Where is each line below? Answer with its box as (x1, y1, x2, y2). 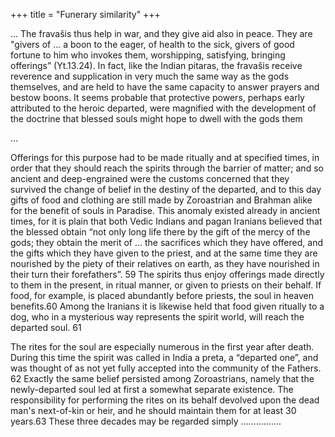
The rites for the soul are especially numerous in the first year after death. (10, 341, 315, 353)
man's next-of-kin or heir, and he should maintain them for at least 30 (10, 405, 297, 416)
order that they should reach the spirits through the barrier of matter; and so (10, 162, 324, 174)
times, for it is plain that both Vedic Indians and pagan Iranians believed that (10, 215, 323, 227)
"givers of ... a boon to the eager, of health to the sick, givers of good (10, 39, 295, 50)
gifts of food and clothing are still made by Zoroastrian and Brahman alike (10, 194, 313, 206)
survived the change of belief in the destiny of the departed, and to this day (10, 184, 322, 195)
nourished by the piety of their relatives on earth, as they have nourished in (10, 258, 320, 269)
